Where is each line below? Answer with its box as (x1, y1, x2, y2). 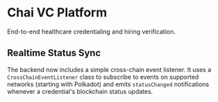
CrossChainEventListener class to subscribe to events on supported (7, 73, 199, 81)
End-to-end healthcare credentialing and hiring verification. (7, 27, 176, 36)
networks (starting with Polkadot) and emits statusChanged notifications (7, 80, 210, 88)
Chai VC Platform (7, 5, 107, 21)
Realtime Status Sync (7, 47, 101, 59)
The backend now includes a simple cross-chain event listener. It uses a (7, 65, 212, 73)
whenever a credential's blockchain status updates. (7, 87, 153, 95)
